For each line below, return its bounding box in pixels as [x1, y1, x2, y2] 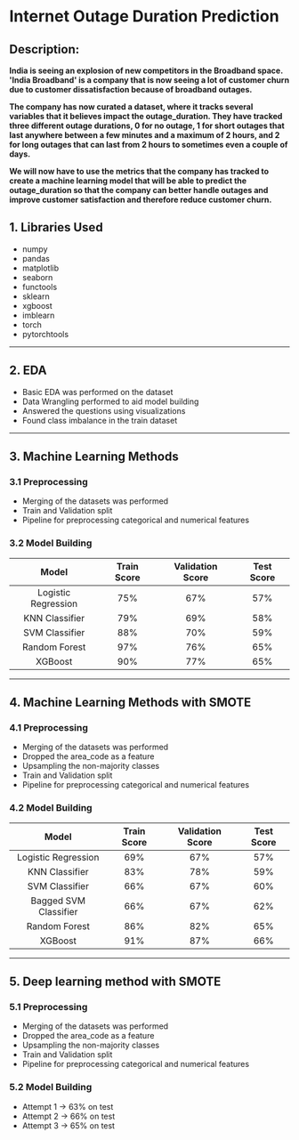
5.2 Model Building [9, 1081, 93, 1094]
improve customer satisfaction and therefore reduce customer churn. [9, 194, 272, 205]
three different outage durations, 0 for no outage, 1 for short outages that [9, 120, 285, 131]
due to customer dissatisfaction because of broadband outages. [9, 85, 253, 94]
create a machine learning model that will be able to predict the [9, 175, 247, 186]
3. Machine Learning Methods [9, 449, 180, 465]
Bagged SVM [30, 894, 86, 907]
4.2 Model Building [9, 802, 93, 814]
